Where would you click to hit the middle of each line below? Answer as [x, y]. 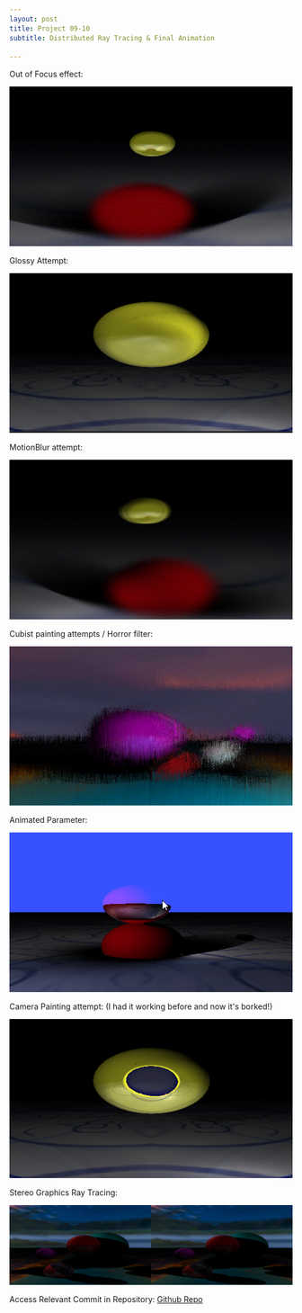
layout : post [34, 19]
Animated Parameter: [49, 820]
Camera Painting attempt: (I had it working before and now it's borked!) [141, 1006]
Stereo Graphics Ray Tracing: [64, 1192]
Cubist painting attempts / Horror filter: [81, 633]
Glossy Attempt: [39, 260]
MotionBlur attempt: [46, 447]
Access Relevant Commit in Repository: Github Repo [107, 1299]
